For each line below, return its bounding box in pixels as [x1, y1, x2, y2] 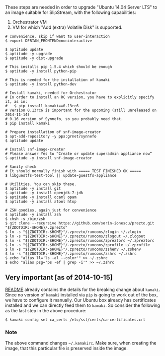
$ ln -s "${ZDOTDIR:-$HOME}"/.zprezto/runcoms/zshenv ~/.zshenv [5, 247, 141, 252]
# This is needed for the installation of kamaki [5, 77, 110, 82]
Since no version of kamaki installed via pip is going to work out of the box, [5, 291, 158, 297]
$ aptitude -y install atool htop [5, 199, 77, 204]
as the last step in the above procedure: [5, 307, 86, 313]
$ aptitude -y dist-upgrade [5, 56, 64, 61]
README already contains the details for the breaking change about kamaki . [5, 286, 161, 292]
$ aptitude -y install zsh [5, 212, 61, 217]
